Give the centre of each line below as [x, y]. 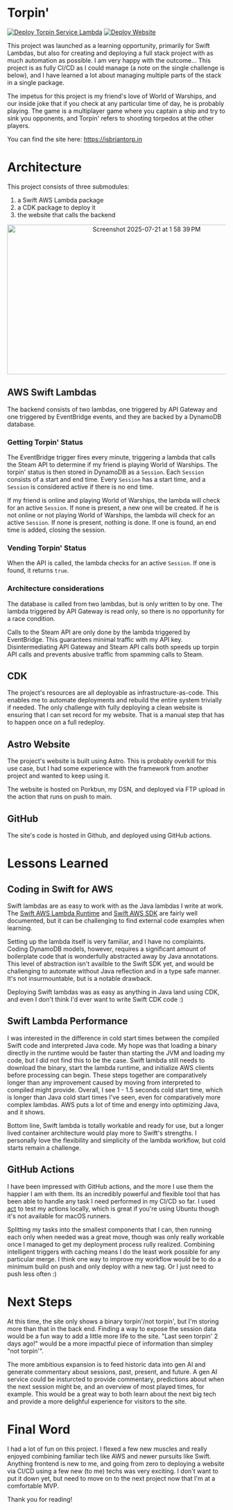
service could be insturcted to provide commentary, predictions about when [116, 1379]
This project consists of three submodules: [68, 187]
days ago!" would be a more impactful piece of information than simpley [110, 1343]
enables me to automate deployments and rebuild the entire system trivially [114, 700]
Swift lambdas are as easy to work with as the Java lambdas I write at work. [115, 906]
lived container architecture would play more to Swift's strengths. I [102, 1133]
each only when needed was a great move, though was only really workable [116, 1236]
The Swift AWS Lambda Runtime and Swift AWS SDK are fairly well [102, 913]
